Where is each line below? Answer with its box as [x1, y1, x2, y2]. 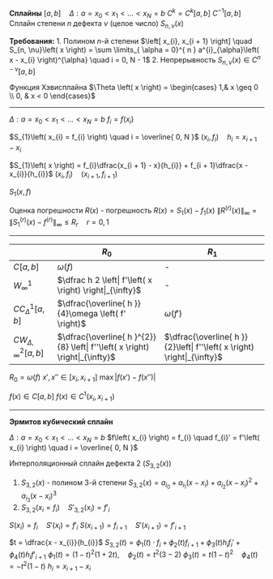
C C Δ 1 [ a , [13, 302, 45, 315]
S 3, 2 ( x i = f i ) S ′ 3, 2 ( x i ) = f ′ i [20, 502, 110, 514]
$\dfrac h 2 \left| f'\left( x [57, 275, 153, 286]
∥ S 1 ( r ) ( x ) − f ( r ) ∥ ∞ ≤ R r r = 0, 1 [9, 216, 109, 229]
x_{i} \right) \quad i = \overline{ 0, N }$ [9, 443, 139, 452]
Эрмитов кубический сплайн [9, 417, 113, 427]
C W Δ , [13, 334, 35, 347]
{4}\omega [57, 308, 99, 320]
